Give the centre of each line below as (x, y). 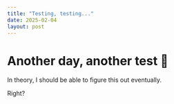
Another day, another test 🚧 (88, 61)
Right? (16, 94)
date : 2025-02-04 (32, 20)
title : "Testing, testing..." (51, 14)
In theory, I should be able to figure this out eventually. (85, 80)
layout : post (26, 26)
